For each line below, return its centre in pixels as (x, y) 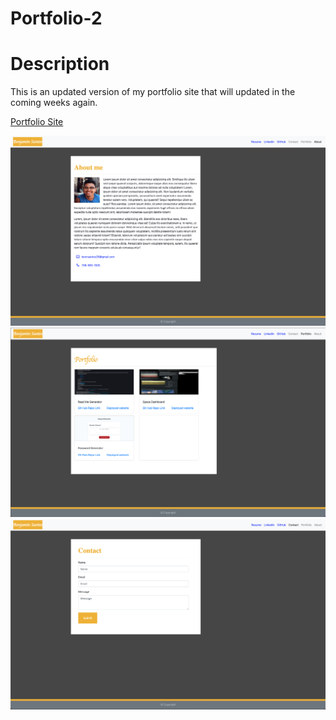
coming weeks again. (54, 103)
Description (60, 64)
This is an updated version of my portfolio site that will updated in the (153, 92)
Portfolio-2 (56, 18)
